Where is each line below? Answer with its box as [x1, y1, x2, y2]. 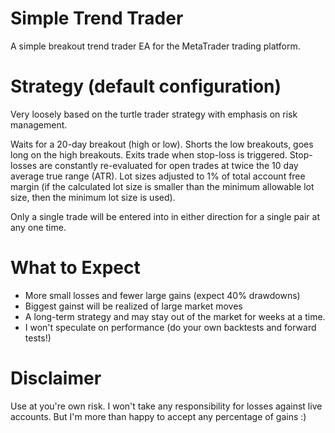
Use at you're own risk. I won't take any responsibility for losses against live [10, 400, 323, 412]
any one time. [10, 221, 67, 233]
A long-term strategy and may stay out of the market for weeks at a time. [24, 310, 326, 322]
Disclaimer [10, 367, 102, 389]
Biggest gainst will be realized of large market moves [24, 300, 243, 312]
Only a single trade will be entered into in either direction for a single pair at [10, 210, 321, 222]
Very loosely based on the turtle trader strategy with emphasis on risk [10, 108, 298, 120]
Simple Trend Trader [10, 7, 184, 30]
